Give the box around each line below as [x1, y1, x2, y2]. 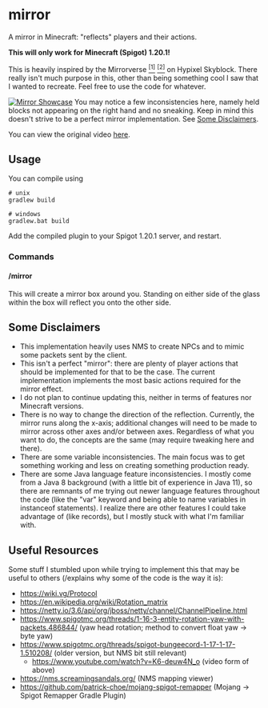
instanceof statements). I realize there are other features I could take [19, 503, 246, 513]
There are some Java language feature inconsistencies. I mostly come [19, 470, 252, 479]
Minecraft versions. [19, 402, 84, 411]
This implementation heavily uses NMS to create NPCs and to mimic [19, 342, 245, 351]
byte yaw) [19, 631, 54, 641]
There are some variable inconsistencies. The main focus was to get [19, 452, 246, 462]
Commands [8, 251, 54, 262]
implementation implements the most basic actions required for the [19, 376, 242, 386]
